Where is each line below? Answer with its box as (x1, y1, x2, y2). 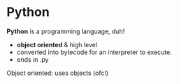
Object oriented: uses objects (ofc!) (6, 69, 109, 77)
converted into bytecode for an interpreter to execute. (16, 48, 172, 56)
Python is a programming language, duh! (6, 27, 125, 35)
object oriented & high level (16, 40, 98, 49)
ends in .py (16, 55, 49, 63)
